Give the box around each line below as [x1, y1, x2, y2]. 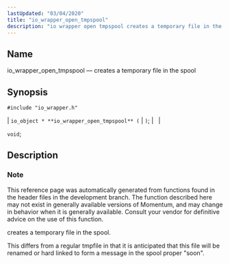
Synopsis [7, 86, 48, 98]
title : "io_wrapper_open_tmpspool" [7, 16, 109, 23]
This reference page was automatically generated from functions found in [7, 186, 216, 194]
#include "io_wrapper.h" [7, 104, 78, 111]
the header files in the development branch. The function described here [7, 193, 212, 201]
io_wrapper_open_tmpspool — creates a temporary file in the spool [7, 67, 196, 75]
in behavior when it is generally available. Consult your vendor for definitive [7, 207, 220, 216]
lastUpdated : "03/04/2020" [7, 10, 84, 17]
